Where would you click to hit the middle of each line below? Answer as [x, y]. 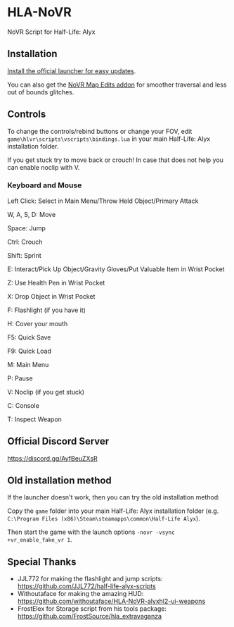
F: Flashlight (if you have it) [47, 310]
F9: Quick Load [29, 351]
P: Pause [20, 378]
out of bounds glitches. [41, 92]
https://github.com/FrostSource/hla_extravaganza [90, 616]
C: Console [24, 405]
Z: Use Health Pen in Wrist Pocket [56, 283]
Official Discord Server [58, 441]
